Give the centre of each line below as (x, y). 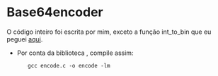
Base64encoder (55, 12)
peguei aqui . (25, 39)
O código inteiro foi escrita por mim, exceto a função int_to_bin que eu (109, 32)
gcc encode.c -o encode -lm (69, 65)
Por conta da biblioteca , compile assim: (75, 53)
